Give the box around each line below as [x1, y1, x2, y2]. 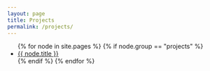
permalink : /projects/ [7, 23, 73, 30]
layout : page [7, 10, 45, 17]
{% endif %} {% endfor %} [17, 57, 95, 65]
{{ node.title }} [17, 49, 59, 58]
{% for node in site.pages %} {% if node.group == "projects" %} [17, 42, 204, 51]
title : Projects [7, 17, 55, 24]
